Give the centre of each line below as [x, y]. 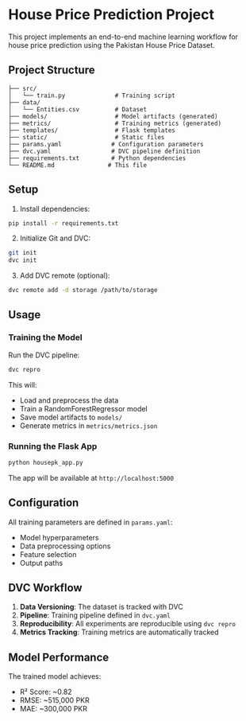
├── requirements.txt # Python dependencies [97, 158]
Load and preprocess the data [69, 400]
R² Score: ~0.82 [46, 692]
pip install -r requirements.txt [63, 223]
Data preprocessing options [65, 546]
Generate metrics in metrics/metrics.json [88, 425]
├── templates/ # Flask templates [92, 130]
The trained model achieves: [55, 676]
